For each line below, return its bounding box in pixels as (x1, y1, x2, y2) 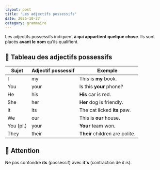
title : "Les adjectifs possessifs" (5, 12, 77, 16)
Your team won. (79, 123, 115, 129)
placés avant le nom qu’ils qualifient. (5, 39, 79, 45)
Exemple (97, 67, 118, 74)
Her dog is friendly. (79, 99, 124, 106)
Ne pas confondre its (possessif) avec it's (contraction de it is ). (5, 159, 132, 165)
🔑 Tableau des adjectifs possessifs (5, 53, 112, 61)
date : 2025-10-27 (5, 16, 40, 21)
